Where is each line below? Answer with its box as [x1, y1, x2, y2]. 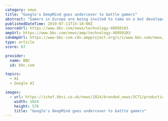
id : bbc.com [9, 63, 35, 68]
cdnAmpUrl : [5, 35, 28, 40]
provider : [5, 53, 26, 58]
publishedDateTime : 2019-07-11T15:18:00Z [5, 21, 93, 26]
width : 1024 [14, 99, 39, 104]
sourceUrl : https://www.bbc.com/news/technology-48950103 [5, 26, 128, 31]
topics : [5, 72, 21, 77]
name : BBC [9, 58, 30, 63]
